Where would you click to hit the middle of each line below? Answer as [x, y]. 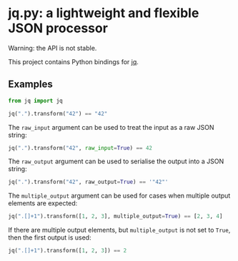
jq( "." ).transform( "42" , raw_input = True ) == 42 [80, 148]
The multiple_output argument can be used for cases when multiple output [119, 196]
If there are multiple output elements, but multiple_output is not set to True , [119, 230]
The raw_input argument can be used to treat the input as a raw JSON [111, 127]
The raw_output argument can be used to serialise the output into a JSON [116, 161]
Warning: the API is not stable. [53, 48]
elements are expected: [43, 203]
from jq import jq [35, 101]
